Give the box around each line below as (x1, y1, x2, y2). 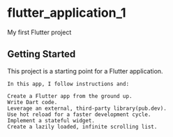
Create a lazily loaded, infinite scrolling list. (7, 123, 158, 130)
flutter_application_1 (7, 5, 127, 21)
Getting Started (7, 48, 76, 60)
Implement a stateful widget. (7, 117, 96, 124)
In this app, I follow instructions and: (7, 80, 130, 87)
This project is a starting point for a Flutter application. (7, 66, 163, 75)
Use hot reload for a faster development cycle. (7, 110, 151, 118)
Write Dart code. (7, 99, 58, 106)
